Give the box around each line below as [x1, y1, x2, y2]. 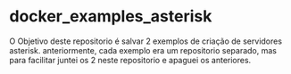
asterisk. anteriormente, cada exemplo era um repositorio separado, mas [9, 45, 277, 55]
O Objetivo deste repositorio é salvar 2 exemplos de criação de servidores [9, 36, 283, 46]
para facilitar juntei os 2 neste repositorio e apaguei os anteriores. [9, 54, 252, 65]
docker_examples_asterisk [9, 6, 212, 27]
